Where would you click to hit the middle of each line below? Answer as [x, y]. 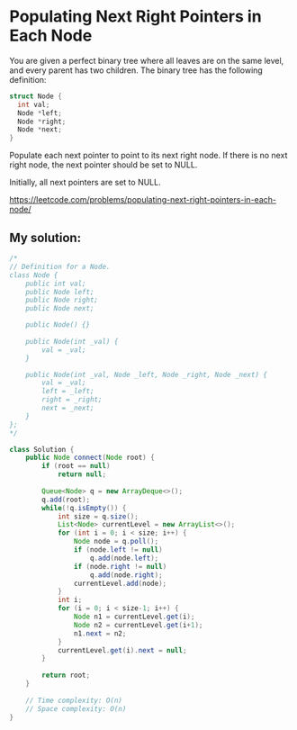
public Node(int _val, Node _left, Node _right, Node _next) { [147, 374]
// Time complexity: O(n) [74, 700]
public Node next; [60, 309]
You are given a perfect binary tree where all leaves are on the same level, [147, 60]
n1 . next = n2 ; [100, 633]
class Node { [34, 275]
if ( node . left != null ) [118, 550]
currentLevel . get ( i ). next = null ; [122, 650]
